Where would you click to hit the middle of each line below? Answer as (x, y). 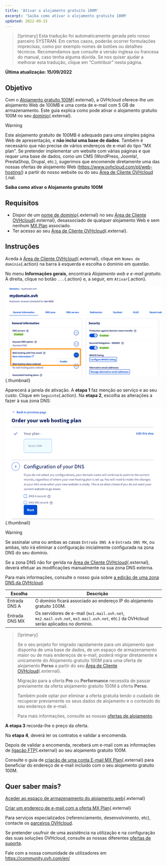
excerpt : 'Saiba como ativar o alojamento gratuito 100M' (66, 16)
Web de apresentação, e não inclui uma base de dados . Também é (74, 140)
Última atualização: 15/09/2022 (39, 72)
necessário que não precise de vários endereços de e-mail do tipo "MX (78, 146)
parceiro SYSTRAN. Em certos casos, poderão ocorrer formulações (86, 41)
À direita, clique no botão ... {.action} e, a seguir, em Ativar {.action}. (76, 279)
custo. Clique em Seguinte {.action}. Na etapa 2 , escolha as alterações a (79, 396)
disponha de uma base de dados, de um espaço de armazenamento (87, 650)
